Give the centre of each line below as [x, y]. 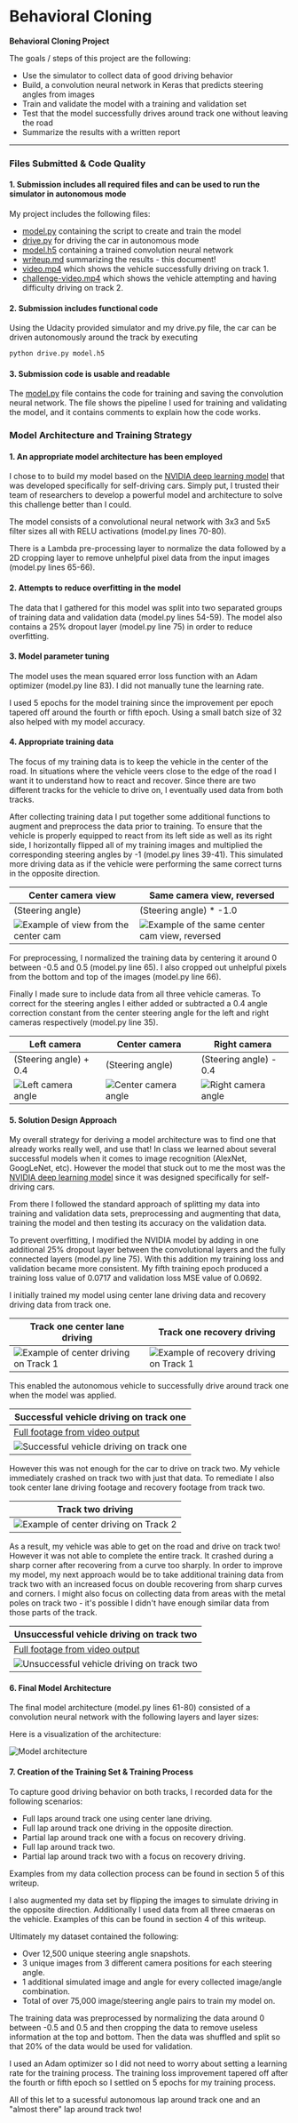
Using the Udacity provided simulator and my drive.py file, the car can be [143, 328]
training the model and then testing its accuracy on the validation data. [138, 1223]
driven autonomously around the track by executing [103, 337]
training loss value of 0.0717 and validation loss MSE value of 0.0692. [136, 1278]
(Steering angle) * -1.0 [188, 910]
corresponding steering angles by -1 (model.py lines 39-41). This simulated [146, 854]
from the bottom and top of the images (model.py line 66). [115, 977]
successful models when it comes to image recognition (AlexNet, [128, 1158]
